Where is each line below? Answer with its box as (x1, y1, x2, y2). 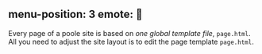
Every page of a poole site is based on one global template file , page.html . (8, 28, 252, 38)
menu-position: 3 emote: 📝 (8, 8, 143, 21)
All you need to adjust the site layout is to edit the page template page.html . (8, 37, 254, 46)
